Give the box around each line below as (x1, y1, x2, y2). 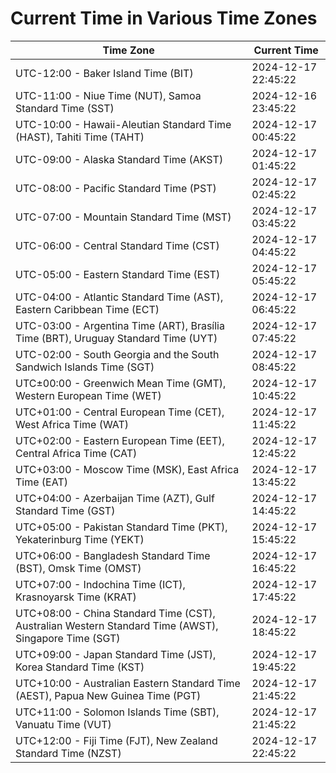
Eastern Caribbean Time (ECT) (15, 302, 160, 316)
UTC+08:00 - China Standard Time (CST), (15, 606, 216, 620)
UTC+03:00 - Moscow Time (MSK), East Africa (15, 462, 240, 476)
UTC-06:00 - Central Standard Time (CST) (15, 238, 220, 252)
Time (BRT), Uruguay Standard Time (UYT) (15, 331, 218, 345)
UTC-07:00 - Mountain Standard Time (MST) (15, 210, 232, 224)
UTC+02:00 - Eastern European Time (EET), (15, 433, 225, 447)
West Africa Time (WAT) (15, 417, 130, 431)
